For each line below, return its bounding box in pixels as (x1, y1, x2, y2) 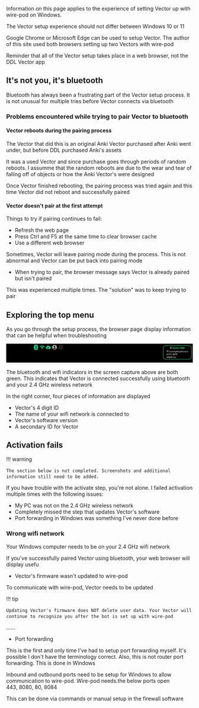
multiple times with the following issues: (6, 490, 104, 497)
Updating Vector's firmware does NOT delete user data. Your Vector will (6, 607, 192, 613)
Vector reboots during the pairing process (6, 127, 112, 134)
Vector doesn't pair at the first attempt (6, 202, 103, 209)
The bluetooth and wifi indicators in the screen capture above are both (6, 368, 179, 375)
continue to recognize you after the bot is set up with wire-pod (6, 613, 174, 619)
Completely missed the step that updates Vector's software (14, 508, 160, 515)
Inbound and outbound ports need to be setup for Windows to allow (6, 671, 172, 678)
